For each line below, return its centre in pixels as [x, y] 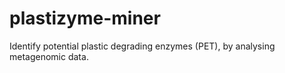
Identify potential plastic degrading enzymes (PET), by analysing [142, 46]
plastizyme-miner [85, 18]
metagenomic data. [49, 56]
